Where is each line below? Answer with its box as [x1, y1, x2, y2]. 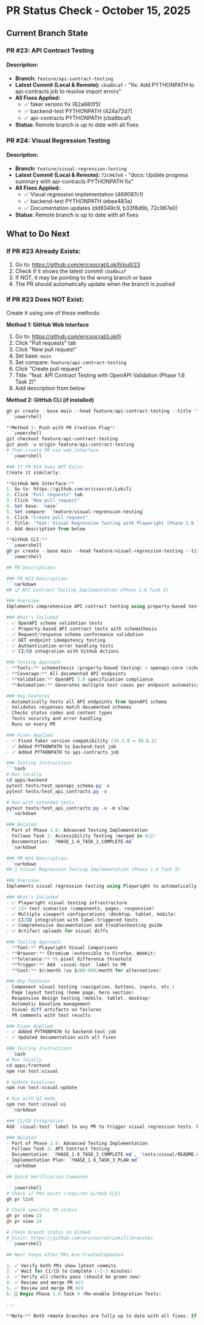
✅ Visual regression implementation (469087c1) [24, 190, 144, 198]
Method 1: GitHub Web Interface [6, 320, 89, 328]
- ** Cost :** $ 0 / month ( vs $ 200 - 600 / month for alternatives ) [6, 967, 162, 974]
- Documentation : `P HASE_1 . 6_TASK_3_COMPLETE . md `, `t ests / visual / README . [6, 1152, 197, 1158]
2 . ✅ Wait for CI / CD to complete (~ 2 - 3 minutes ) [6, 1268, 133, 1275]
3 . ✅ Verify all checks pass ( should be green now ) [6, 1274, 141, 1280]
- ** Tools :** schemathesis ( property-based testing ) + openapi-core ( [6, 665, 189, 671]
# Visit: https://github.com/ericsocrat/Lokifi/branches [6, 1235, 154, 1241]
